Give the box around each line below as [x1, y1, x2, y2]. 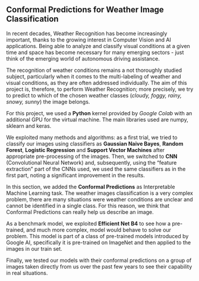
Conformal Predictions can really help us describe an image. [6, 208, 154, 216]
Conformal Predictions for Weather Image [6, 5, 165, 15]
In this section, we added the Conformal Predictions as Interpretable [6, 183, 175, 190]
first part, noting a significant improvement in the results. [6, 172, 146, 179]
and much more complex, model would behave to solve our [26, 226, 171, 233]
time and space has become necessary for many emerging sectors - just [6, 49, 184, 56]
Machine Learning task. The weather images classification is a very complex [6, 190, 193, 197]
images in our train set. [6, 245, 62, 252]
